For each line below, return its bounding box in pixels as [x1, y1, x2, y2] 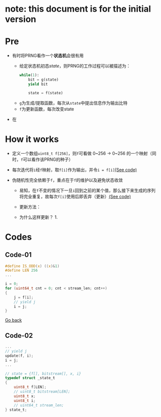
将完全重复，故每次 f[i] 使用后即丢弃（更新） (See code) [19, 193, 131, 199]
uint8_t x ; [14, 394, 36, 399]
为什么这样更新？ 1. [19, 214, 58, 220]
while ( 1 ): [19, 73, 40, 78]
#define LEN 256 [5, 268, 38, 273]
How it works [5, 134, 59, 144]
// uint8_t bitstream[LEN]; [14, 389, 70, 394]
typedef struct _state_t [5, 376, 55, 381]
